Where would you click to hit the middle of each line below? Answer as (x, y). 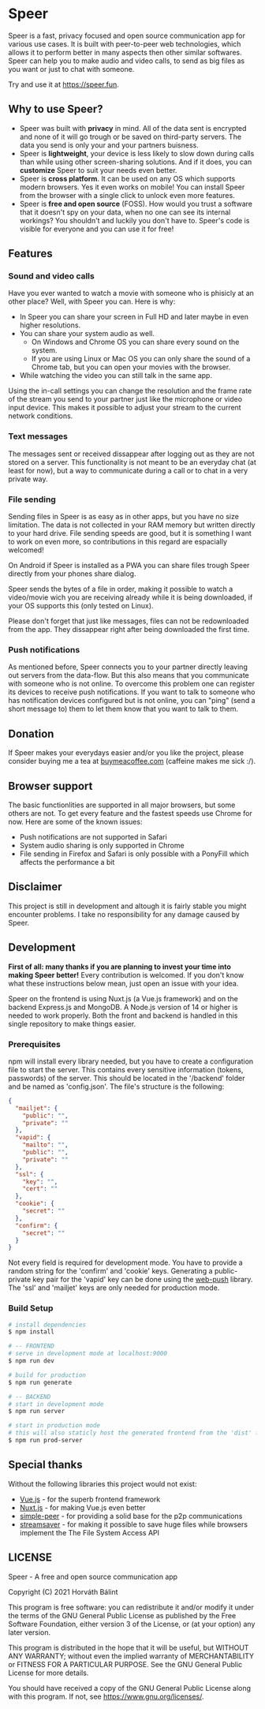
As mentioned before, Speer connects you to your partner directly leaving (128, 667)
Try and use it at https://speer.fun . (64, 84)
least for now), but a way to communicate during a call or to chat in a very (128, 470)
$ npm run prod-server (45, 1441)
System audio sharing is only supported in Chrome (102, 845)
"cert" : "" (40, 1189)
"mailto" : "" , (45, 1145)
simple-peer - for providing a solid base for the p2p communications (131, 1516)
